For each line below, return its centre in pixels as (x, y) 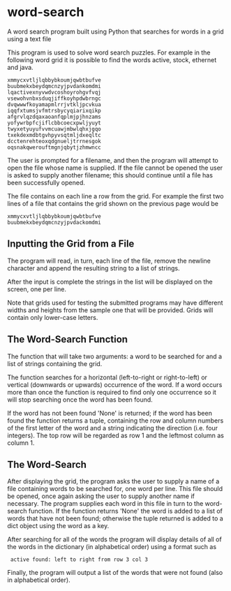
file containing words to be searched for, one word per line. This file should (115, 489)
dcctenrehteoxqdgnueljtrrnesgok (54, 141)
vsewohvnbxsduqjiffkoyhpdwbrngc (54, 98)
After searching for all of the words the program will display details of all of (114, 539)
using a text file (29, 38)
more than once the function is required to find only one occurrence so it (112, 392)
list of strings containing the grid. (55, 363)
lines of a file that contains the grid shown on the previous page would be (113, 203)
